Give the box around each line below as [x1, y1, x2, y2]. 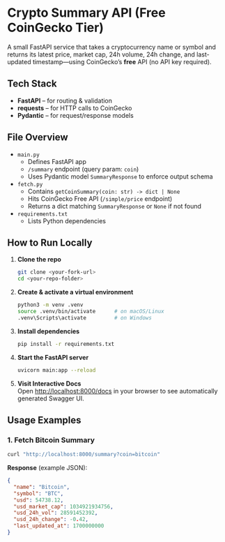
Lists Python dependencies [27, 216, 107, 225]
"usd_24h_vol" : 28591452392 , [13, 509, 98, 517]
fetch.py [17, 181, 43, 188]
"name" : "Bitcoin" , [13, 483, 70, 490]
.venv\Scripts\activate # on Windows [17, 314, 152, 322]
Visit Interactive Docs [17, 379, 82, 388]
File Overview [7, 131, 68, 144]
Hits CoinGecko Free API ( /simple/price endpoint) [27, 194, 173, 203]
